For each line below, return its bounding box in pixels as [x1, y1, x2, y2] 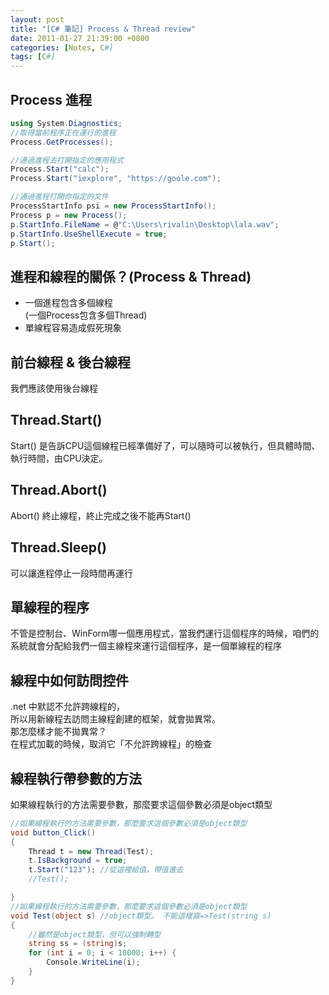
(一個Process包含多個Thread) [24, 309, 148, 321]
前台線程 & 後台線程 [10, 354, 132, 371]
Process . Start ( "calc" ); [10, 164, 110, 175]
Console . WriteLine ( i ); [46, 957, 141, 968]
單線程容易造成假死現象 [24, 322, 122, 334]
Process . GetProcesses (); [10, 137, 114, 147]
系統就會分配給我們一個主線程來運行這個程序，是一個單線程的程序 [10, 640, 282, 652]
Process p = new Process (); [10, 210, 128, 220]
